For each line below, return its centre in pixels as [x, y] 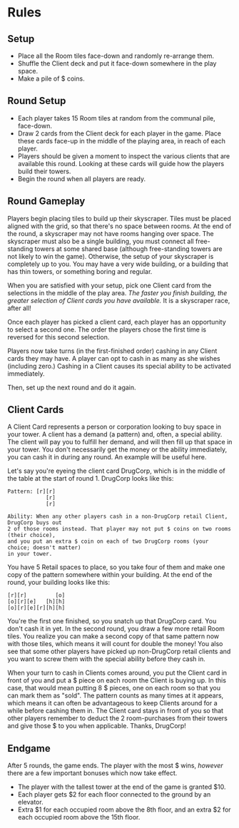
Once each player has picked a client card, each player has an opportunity [117, 322]
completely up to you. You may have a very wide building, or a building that [118, 264]
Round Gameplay [46, 201]
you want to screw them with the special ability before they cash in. [106, 659]
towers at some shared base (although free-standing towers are [128, 249]
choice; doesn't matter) [44, 548]
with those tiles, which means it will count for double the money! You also [115, 644]
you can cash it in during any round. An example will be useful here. [107, 457]
